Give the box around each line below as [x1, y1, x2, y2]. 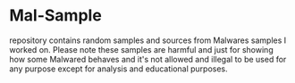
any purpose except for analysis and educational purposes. [9, 63, 228, 74]
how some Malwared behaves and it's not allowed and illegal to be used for [9, 54, 287, 64]
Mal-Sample [9, 5, 103, 26]
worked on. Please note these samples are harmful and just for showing [9, 44, 274, 54]
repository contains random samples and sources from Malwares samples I [9, 35, 287, 46]
